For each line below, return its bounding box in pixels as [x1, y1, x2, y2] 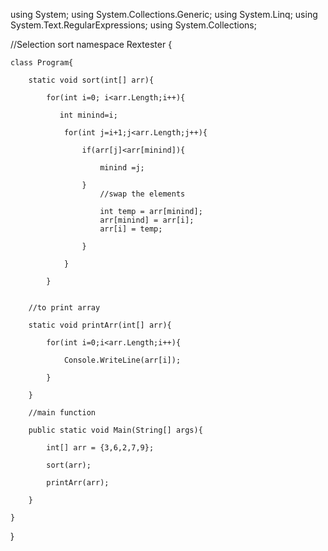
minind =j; [99, 163, 145, 173]
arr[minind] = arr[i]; [99, 215, 195, 225]
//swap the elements [99, 189, 186, 199]
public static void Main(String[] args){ [28, 425, 203, 435]
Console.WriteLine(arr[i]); [63, 355, 182, 365]
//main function [28, 408, 97, 418]
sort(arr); [46, 460, 92, 470]
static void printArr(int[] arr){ [28, 320, 172, 330]
